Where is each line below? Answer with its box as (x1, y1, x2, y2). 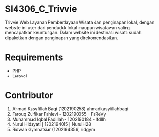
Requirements (5, 52, 63, 63)
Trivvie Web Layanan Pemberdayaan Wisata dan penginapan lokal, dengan (5, 19, 155, 25)
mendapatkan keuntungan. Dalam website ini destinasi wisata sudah (5, 30, 142, 35)
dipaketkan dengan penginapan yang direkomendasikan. (5, 35, 119, 41)
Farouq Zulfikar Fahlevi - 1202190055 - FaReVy (12, 111, 106, 117)
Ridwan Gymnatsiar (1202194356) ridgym (12, 126, 95, 132)
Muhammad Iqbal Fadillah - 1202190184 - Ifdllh (12, 116, 106, 122)
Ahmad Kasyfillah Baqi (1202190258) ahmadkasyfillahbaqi (12, 106, 128, 112)
